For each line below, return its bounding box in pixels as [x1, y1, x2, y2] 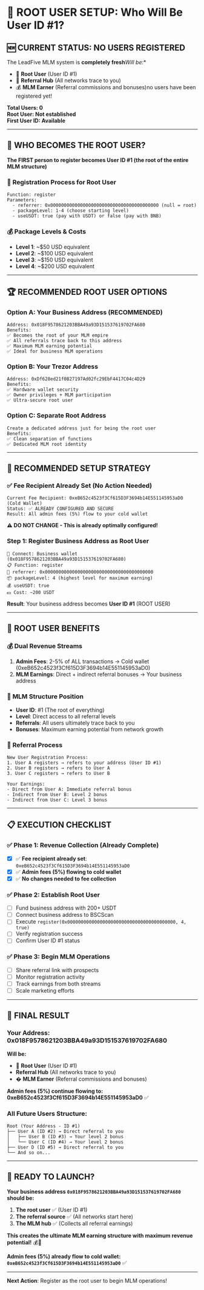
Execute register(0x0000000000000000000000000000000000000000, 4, [15, 918, 187, 925]
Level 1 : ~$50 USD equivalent [15, 243, 90, 251]
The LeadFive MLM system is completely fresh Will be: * [7, 59, 146, 66]
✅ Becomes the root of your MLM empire [7, 333, 108, 339]
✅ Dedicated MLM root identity [7, 441, 87, 447]
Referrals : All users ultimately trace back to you [15, 719, 135, 726]
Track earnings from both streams [15, 980, 101, 987]
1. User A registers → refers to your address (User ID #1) [7, 760, 162, 766]
